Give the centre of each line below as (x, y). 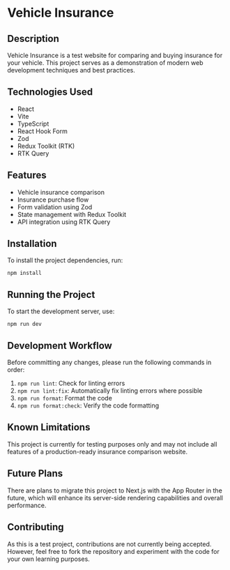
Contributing (36, 527)
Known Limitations (49, 427)
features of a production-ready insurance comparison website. (98, 451)
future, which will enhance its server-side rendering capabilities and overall (115, 497)
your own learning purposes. (49, 559)
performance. (27, 505)
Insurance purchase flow (53, 200)
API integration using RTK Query (64, 222)
